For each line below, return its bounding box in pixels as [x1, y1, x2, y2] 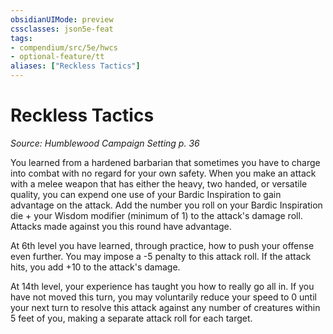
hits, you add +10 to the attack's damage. [10, 261, 181, 273]
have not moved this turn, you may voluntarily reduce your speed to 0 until [10, 291, 317, 303]
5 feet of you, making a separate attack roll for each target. [10, 312, 253, 324]
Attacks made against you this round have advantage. [10, 220, 232, 232]
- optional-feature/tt [10, 52, 105, 62]
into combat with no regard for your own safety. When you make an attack [10, 167, 317, 179]
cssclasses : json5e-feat [10, 24, 114, 34]
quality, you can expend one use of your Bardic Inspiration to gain [10, 188, 282, 200]
